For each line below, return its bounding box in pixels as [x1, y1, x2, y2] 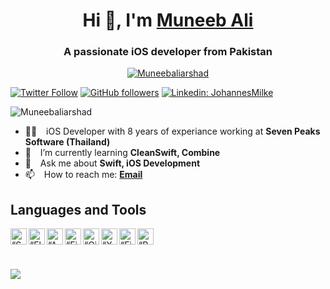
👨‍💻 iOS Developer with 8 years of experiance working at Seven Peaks [24, 125, 321, 138]
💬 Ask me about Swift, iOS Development [24, 157, 201, 169]
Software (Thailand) [24, 136, 111, 148]
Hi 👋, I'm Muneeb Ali [82, 9, 254, 32]
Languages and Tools [10, 201, 147, 218]
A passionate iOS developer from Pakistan [63, 45, 273, 59]
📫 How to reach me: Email [24, 169, 143, 181]
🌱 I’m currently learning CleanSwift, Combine [24, 147, 221, 159]
